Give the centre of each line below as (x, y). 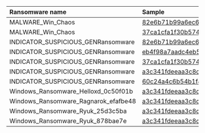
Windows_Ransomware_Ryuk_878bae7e (68, 121)
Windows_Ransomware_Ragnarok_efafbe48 (73, 101)
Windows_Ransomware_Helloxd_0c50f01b (71, 91)
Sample (153, 12)
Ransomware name (38, 12)
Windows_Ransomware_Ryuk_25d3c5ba (68, 111)
